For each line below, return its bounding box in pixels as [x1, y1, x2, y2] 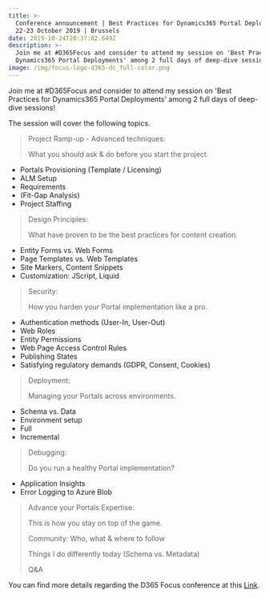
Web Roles [19, 326, 56, 335]
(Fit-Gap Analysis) [19, 190, 80, 200]
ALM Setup [19, 173, 58, 183]
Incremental [19, 431, 60, 441]
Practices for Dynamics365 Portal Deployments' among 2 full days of [8, 94, 237, 104]
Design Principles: [27, 214, 88, 224]
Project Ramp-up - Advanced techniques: [27, 134, 166, 143]
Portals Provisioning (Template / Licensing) [19, 165, 163, 175]
